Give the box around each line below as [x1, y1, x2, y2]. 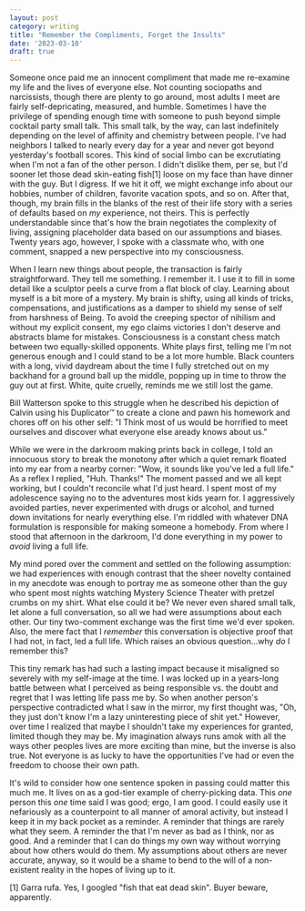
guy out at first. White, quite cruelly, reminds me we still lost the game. [9, 380, 273, 391]
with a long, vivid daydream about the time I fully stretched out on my [9, 360, 269, 371]
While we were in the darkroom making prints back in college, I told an [9, 444, 273, 455]
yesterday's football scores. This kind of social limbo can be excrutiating [9, 149, 281, 160]
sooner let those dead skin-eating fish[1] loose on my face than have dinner [9, 169, 293, 180]
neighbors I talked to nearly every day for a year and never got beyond [9, 140, 275, 151]
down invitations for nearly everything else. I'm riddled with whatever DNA [9, 511, 289, 523]
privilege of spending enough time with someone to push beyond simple [9, 111, 281, 122]
